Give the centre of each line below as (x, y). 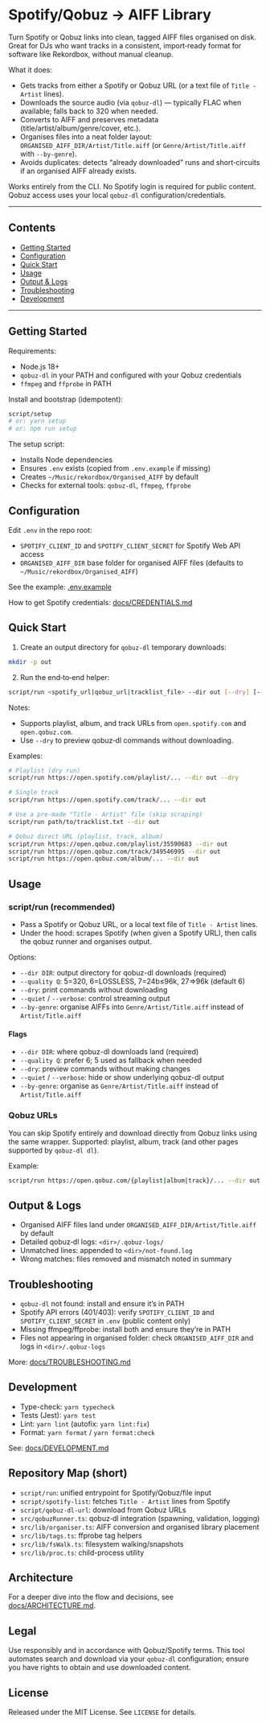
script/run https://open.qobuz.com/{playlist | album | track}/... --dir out (135, 1181)
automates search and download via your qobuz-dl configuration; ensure (129, 1659)
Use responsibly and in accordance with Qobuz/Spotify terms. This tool (127, 1651)
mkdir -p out (30, 662)
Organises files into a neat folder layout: (86, 136)
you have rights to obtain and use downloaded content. (100, 1667)
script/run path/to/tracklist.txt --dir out (84, 822)
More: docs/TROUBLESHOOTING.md (70, 1362)
